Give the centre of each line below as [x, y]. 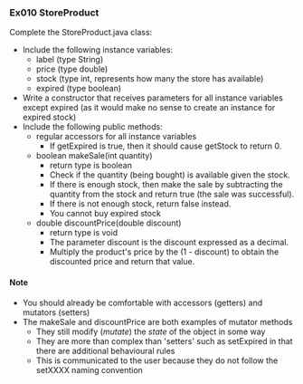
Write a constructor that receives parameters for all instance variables [152, 98]
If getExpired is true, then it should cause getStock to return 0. [166, 146]
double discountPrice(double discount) [109, 223]
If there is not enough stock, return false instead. [140, 204]
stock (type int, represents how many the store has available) [150, 79]
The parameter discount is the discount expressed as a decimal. [169, 243]
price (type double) [72, 69]
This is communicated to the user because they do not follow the [157, 360]
